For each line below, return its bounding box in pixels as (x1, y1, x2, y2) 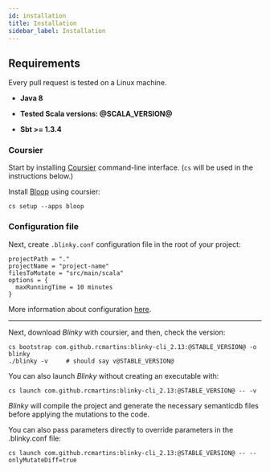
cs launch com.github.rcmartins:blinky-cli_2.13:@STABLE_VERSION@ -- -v (8, 387, 257, 395)
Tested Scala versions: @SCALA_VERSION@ (19, 109, 173, 119)
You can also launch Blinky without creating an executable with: (8, 371, 219, 380)
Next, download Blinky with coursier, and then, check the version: (8, 327, 226, 337)
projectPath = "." (8, 255, 70, 263)
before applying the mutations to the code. (8, 409, 150, 419)
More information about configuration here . (8, 304, 152, 314)
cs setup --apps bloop (8, 203, 84, 211)
